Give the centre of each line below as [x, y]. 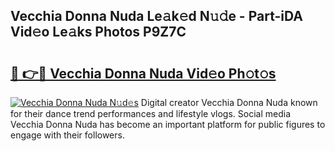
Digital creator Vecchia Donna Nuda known [229, 102]
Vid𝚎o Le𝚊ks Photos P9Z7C [98, 32]
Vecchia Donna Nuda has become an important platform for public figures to [168, 124]
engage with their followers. [67, 135]
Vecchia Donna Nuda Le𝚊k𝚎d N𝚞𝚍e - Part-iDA [156, 16]
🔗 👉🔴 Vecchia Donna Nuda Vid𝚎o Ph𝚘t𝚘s [143, 73]
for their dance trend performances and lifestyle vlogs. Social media [151, 113]
